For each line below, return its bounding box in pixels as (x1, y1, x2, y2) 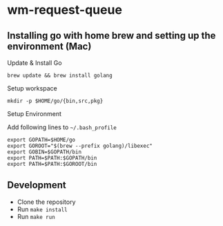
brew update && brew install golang (7, 72, 113, 79)
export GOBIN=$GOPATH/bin (7, 149, 81, 156)
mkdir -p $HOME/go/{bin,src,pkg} (7, 97, 104, 104)
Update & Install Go (7, 59, 62, 67)
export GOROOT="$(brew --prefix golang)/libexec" (7, 142, 153, 149)
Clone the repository (17, 198, 76, 206)
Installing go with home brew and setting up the (7, 30, 216, 41)
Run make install (17, 205, 68, 213)
